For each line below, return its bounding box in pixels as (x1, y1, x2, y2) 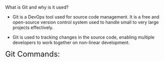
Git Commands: (5, 49, 60, 59)
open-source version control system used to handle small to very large (12, 19, 159, 25)
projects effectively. (12, 24, 54, 30)
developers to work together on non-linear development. (12, 39, 130, 45)
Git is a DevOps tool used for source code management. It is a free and (12, 14, 159, 19)
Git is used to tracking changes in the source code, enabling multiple (12, 34, 154, 40)
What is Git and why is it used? (5, 4, 69, 10)
